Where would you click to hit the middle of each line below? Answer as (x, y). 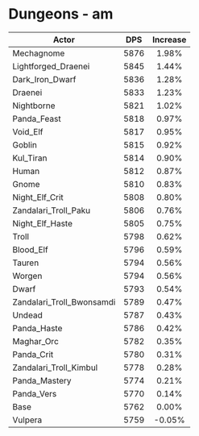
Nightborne (34, 106)
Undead (27, 315)
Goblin (25, 144)
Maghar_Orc (35, 341)
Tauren (26, 263)
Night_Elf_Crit (38, 197)
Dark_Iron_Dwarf (44, 79)
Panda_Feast (37, 118)
